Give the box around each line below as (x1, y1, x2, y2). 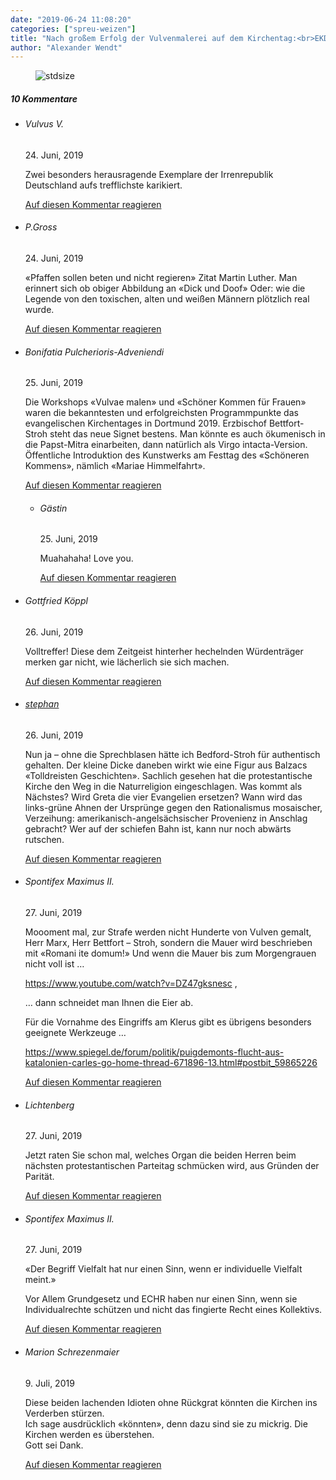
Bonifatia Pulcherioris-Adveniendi (24, 346, 165, 358)
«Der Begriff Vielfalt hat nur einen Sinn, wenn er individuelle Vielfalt (24, 1263, 303, 1275)
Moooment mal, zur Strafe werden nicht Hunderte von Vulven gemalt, (24, 926, 312, 938)
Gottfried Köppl (24, 595, 88, 607)
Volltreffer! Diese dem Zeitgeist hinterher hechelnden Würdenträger (24, 645, 304, 657)
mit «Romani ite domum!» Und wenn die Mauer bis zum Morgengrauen (24, 947, 317, 960)
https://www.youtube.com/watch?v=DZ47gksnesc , (24, 977, 238, 990)
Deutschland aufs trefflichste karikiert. (24, 179, 183, 191)
